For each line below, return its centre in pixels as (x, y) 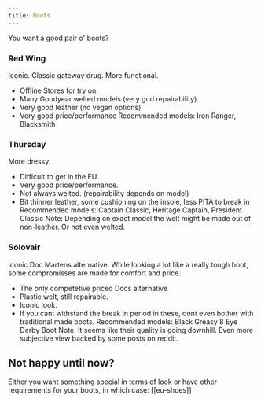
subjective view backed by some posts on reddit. (99, 338)
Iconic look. (38, 304)
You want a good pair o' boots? (59, 38)
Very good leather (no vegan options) (80, 107)
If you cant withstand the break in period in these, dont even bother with (136, 313)
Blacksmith (37, 124)
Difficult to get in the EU (58, 177)
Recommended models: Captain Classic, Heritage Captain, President (130, 210)
